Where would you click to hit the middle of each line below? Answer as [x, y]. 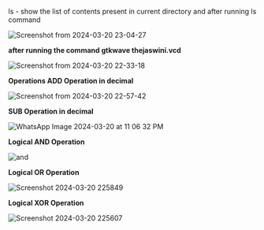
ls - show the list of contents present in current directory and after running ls [132, 11]
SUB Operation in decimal [51, 111]
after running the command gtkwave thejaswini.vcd [95, 50]
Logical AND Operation [46, 142]
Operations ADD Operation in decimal [71, 81]
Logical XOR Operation [46, 203]
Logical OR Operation [44, 172]
